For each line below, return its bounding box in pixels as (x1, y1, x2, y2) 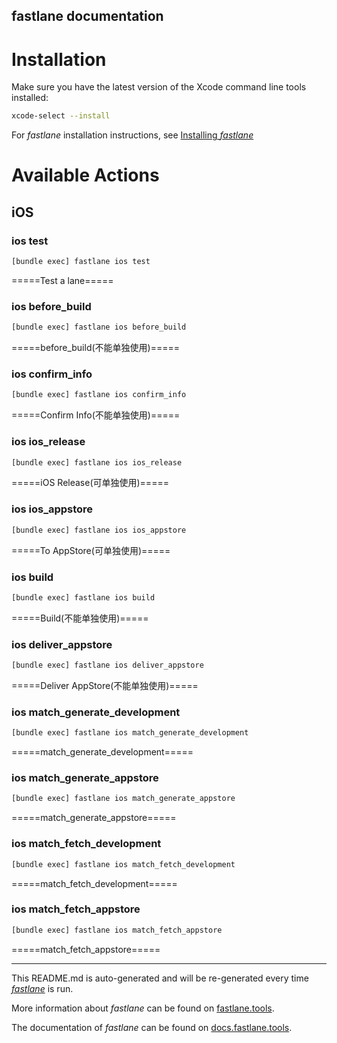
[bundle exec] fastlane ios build (11, 592, 156, 603)
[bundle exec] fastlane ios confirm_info (11, 390, 187, 400)
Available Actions (11, 164, 160, 187)
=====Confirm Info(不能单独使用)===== (11, 409, 181, 421)
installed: (11, 92, 49, 104)
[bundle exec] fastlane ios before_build (11, 322, 187, 333)
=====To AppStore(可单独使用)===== (11, 544, 171, 556)
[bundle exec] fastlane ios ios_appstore (11, 525, 187, 535)
